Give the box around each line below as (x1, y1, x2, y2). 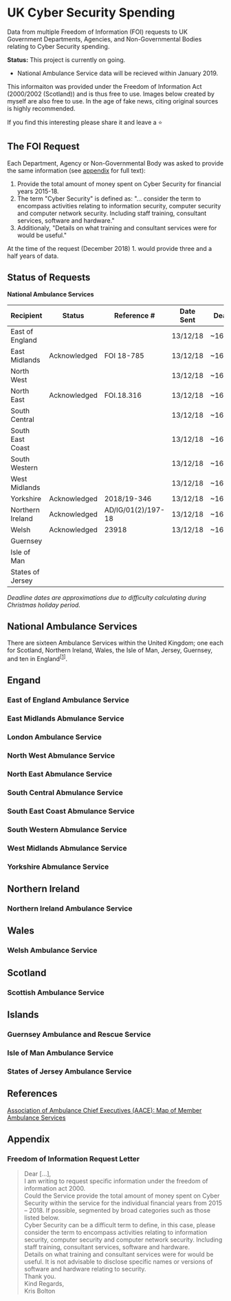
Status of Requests (7, 272, 91, 283)
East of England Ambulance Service (7, 695, 129, 705)
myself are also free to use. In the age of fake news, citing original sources (7, 97, 219, 105)
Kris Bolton (23, 1287, 56, 1295)
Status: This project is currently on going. (7, 55, 126, 63)
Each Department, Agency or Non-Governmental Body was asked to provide (7, 159, 224, 167)
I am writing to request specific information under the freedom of (23, 1177, 208, 1185)
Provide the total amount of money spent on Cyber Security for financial (16, 179, 221, 188)
